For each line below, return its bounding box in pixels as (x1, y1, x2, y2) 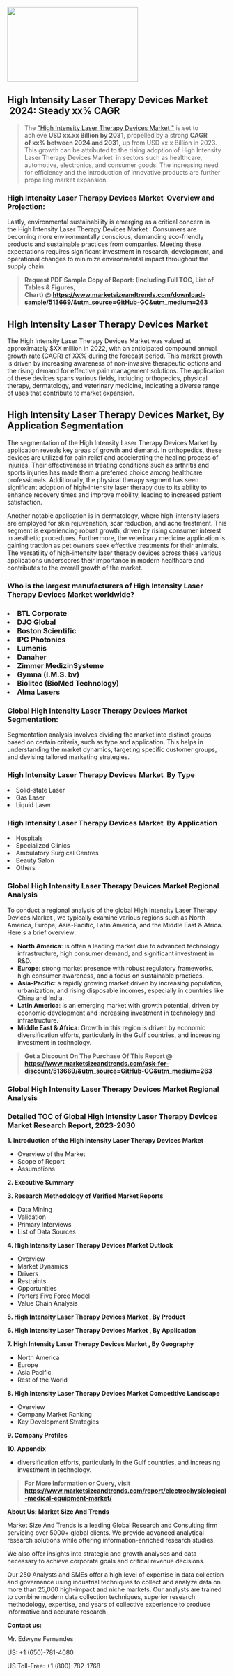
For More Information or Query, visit (24, 1479, 131, 1487)
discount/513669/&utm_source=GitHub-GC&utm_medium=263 (24, 1067, 212, 1075)
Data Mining (17, 1205, 52, 1213)
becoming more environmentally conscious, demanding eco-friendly (7, 233, 204, 241)
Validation (17, 1213, 47, 1221)
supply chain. (7, 262, 46, 270)
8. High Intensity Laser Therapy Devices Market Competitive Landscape (7, 1389, 221, 1397)
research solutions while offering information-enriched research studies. (7, 1536, 216, 1544)
